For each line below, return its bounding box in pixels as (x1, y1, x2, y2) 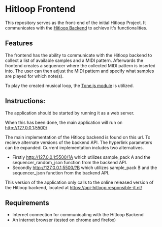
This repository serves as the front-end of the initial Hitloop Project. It (5, 20, 146, 26)
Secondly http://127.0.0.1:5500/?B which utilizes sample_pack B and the (12, 165, 158, 170)
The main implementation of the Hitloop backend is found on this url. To (5, 134, 151, 140)
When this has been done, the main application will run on (5, 119, 123, 125)
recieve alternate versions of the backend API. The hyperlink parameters (5, 139, 153, 145)
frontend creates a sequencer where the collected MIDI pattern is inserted (5, 62, 156, 68)
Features (5, 39, 33, 48)
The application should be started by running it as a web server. (5, 110, 134, 116)
